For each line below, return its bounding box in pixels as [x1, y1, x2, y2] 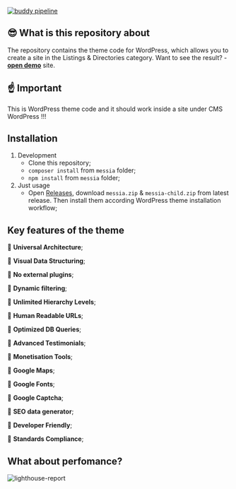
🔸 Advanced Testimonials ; [7, 339, 86, 348]
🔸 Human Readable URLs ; [7, 312, 83, 320]
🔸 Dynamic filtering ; [7, 284, 67, 293]
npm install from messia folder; [28, 174, 120, 182]
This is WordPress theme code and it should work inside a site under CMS [7, 105, 223, 113]
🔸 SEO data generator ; [7, 407, 74, 416]
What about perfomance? [7, 455, 123, 467]
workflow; [28, 204, 58, 212]
